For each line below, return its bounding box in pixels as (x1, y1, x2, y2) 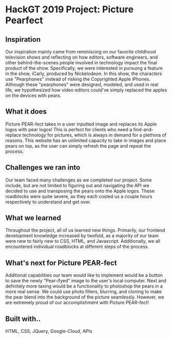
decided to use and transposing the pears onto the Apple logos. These (5, 188, 155, 194)
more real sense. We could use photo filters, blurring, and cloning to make (5, 289, 162, 295)
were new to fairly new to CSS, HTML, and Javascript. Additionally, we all (5, 238, 161, 244)
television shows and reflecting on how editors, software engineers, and (5, 54, 158, 60)
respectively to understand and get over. (5, 199, 91, 205)
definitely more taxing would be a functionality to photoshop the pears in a (5, 283, 163, 289)
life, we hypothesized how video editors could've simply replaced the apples (5, 87, 167, 93)
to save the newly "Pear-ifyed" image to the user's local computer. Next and (5, 278, 167, 284)
